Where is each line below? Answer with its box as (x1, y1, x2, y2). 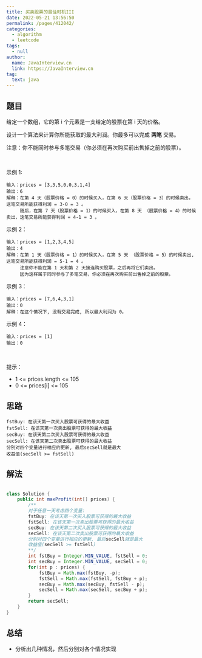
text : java (12, 77, 39, 83)
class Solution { (6, 491, 50, 497)
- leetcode (12, 37, 39, 43)
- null (12, 49, 29, 55)
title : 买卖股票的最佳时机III (6, 9, 75, 15)
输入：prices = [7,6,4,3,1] (6, 296, 75, 302)
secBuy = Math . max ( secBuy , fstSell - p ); (38, 581, 146, 587)
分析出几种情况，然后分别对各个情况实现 (15, 645, 116, 653)
